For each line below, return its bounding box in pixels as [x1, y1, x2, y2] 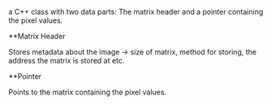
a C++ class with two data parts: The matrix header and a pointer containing [8, 7, 264, 16]
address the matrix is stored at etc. [8, 56, 125, 65]
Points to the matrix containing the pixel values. [8, 87, 167, 97]
